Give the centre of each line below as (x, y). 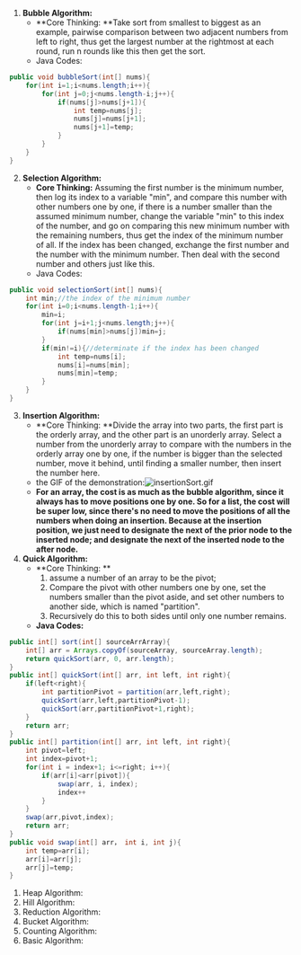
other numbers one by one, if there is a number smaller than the (154, 207)
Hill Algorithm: (49, 903)
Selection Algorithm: (62, 178)
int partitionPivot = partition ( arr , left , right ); (136, 692)
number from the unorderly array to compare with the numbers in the (164, 444)
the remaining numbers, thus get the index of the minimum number (159, 235)
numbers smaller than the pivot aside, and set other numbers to (167, 597)
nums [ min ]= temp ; (88, 373)
